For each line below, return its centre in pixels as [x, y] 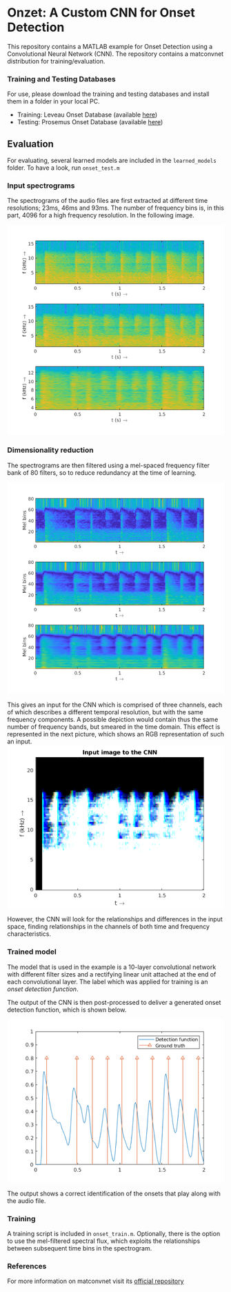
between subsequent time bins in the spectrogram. [80, 1248]
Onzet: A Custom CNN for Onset [101, 13]
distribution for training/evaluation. [56, 61]
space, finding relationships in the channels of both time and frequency [109, 927]
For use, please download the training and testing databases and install [108, 94]
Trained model [32, 952]
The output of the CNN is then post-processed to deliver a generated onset [114, 1002]
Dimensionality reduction [51, 450]
